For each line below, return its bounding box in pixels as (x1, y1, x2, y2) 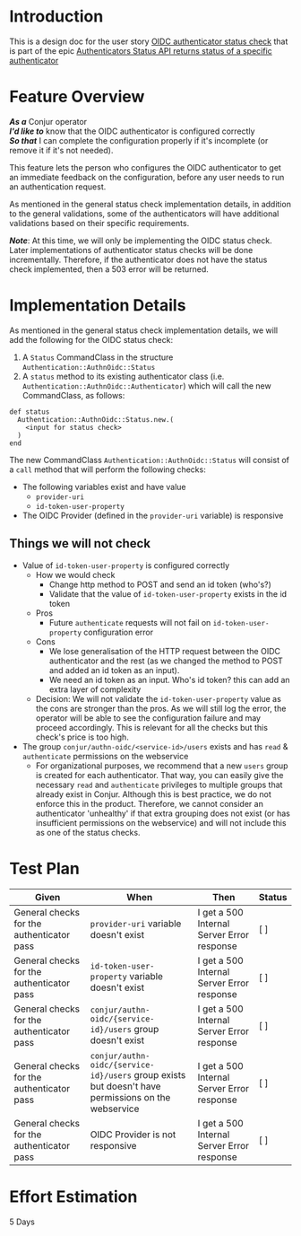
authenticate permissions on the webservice (21, 750, 189, 761)
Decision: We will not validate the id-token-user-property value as (35, 693, 282, 704)
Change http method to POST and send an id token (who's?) (48, 579, 271, 590)
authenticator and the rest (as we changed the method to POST (48, 655, 284, 666)
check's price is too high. (35, 732, 130, 742)
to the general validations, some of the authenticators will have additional (9, 208, 279, 219)
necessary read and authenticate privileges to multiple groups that (35, 779, 283, 790)
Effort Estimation (9, 1187, 138, 1206)
